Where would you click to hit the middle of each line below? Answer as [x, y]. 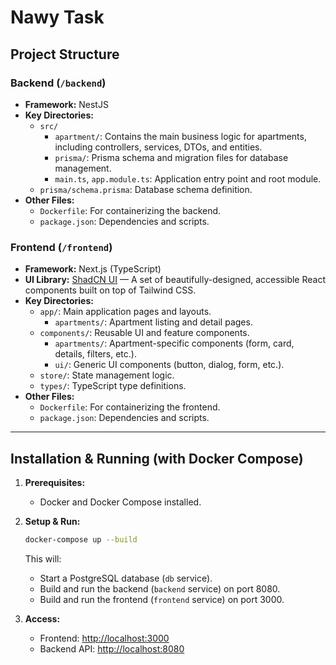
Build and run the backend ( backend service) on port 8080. [160, 588]
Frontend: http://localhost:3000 [104, 638]
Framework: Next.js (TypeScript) [93, 269]
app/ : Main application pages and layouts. [125, 312]
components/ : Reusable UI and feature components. [144, 333]
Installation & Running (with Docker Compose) [157, 458]
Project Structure [65, 54]
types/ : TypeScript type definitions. [113, 386]
